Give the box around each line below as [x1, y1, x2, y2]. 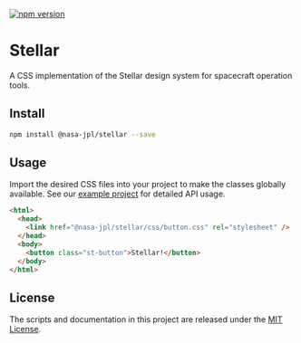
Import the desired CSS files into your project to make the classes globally [9, 179, 286, 190]
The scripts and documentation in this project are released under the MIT [9, 314, 283, 325]
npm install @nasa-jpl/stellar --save [9, 129, 156, 139]
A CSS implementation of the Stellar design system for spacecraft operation [9, 70, 293, 81]
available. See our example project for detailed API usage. [9, 188, 226, 199]
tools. [9, 80, 31, 91]
